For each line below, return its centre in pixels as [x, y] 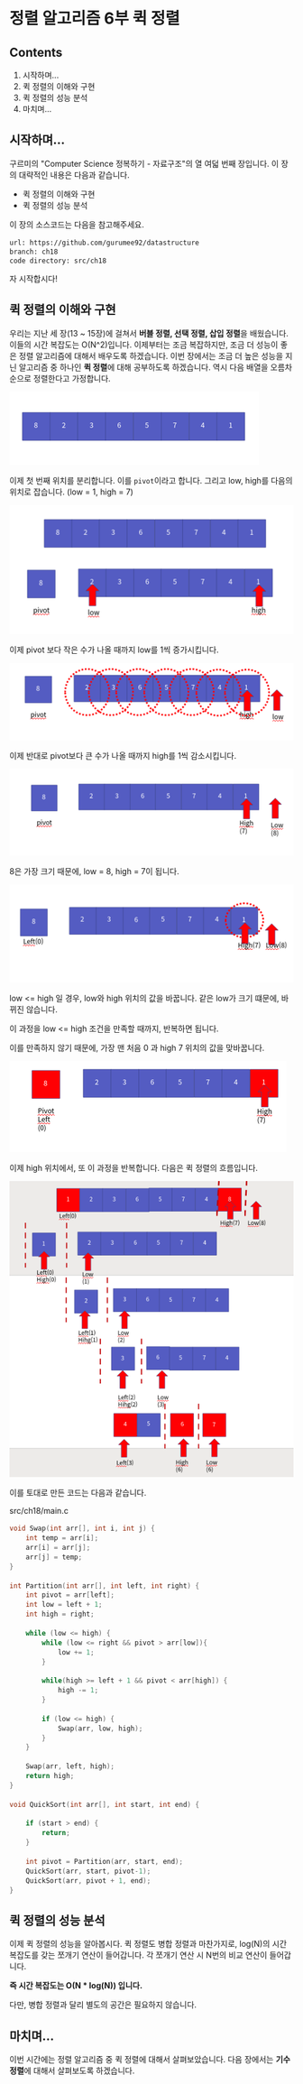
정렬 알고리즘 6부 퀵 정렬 [95, 18]
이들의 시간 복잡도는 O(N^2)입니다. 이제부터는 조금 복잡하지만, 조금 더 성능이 [144, 345]
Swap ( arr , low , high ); [100, 1729]
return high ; [50, 1776]
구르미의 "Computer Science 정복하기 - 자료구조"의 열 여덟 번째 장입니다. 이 [144, 163]
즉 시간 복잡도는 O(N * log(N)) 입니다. [76, 1986]
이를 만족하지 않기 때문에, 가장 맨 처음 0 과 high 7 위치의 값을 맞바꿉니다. [137, 1047]
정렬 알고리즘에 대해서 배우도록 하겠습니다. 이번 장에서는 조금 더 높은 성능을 [151, 355]
